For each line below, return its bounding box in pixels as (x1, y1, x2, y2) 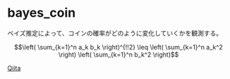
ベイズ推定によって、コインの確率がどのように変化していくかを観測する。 (7, 29, 223, 37)
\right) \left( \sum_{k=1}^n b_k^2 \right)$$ (58, 50, 179, 59)
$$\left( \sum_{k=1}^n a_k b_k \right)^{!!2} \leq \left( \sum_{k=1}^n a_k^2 (13, 43, 224, 51)
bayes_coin (7, 5, 76, 21)
